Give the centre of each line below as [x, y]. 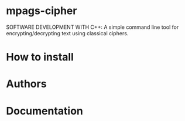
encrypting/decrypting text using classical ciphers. [67, 33]
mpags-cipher [42, 11]
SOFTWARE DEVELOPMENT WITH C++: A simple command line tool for [92, 27]
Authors [26, 84]
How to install [40, 57]
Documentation [45, 111]
